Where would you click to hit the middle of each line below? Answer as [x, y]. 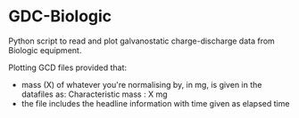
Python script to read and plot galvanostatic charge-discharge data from [142, 41]
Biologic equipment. [45, 50]
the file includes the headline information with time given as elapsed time [155, 103]
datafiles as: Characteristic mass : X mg [94, 94]
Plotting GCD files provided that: [67, 67]
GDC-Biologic [60, 16]
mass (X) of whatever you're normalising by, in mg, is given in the [141, 84]
